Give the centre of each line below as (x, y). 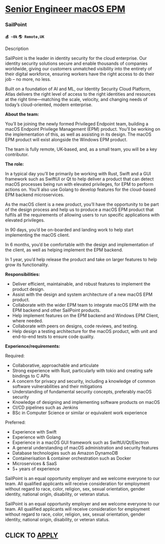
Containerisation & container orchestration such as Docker (72, 458)
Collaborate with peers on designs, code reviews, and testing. (75, 326)
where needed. (28, 321)
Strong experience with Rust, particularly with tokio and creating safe (82, 371)
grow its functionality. (27, 265)
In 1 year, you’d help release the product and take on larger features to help (81, 260)
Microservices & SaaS (34, 464)
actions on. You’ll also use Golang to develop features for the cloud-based (81, 190)
